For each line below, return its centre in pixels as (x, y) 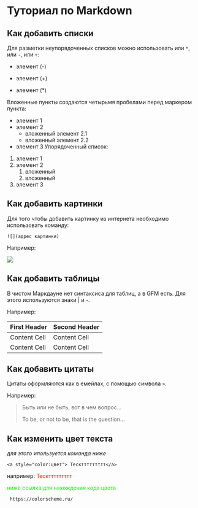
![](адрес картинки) (33, 236)
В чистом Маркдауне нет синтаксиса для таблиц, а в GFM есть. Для (97, 293)
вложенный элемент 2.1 (56, 133)
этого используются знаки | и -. (49, 300)
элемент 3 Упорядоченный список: (62, 147)
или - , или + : (23, 55)
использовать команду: (38, 225)
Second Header (76, 327)
